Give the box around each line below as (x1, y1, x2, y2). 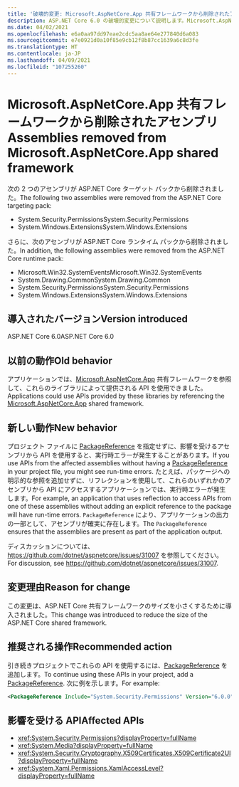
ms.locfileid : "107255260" (7, 63, 87, 70)
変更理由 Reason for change (7, 581, 130, 593)
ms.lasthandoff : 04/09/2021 (7, 57, 91, 64)
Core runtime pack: (7, 254, 64, 263)
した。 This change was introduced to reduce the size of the (31, 610, 208, 619)
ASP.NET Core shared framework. (7, 618, 107, 627)
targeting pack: (7, 201, 52, 210)
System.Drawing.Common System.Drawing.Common (17, 275, 171, 284)
